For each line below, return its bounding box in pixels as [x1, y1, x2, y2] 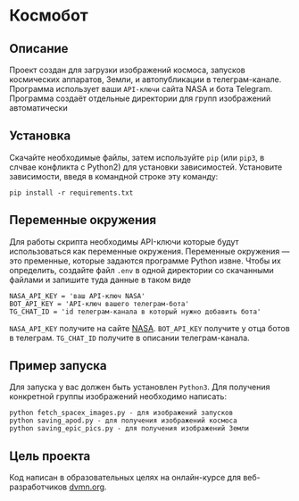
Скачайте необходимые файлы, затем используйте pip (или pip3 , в [9, 152, 265, 163]
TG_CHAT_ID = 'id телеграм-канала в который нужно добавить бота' [9, 307, 262, 316]
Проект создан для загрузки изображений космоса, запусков [9, 64, 245, 75]
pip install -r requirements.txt [9, 188, 134, 197]
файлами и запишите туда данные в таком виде [9, 274, 192, 285]
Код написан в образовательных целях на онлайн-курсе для [9, 472, 241, 483]
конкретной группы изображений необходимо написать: [9, 391, 228, 402]
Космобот [9, 5, 89, 26]
